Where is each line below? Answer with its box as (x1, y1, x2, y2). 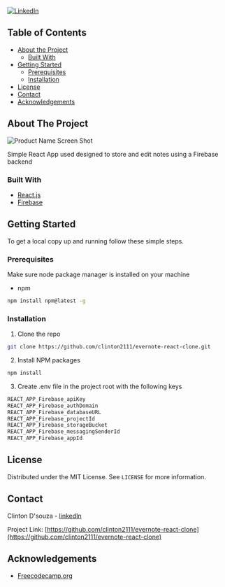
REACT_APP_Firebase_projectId (7, 415, 96, 423)
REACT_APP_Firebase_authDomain (7, 402, 99, 409)
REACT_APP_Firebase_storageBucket (7, 422, 108, 429)
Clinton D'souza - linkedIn (7, 511, 82, 520)
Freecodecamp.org (17, 571, 73, 580)
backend (7, 157, 33, 166)
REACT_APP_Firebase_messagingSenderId (7, 428, 120, 435)
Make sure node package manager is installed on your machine (7, 270, 190, 279)
